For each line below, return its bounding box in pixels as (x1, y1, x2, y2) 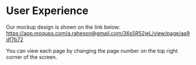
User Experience (6, 4, 89, 18)
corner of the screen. (6, 53, 57, 60)
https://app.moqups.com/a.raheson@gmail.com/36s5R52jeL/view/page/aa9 (6, 29, 190, 36)
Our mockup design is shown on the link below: (6, 23, 121, 30)
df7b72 (6, 36, 23, 43)
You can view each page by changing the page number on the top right (6, 47, 178, 54)
